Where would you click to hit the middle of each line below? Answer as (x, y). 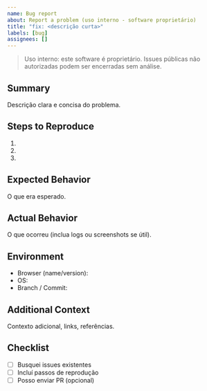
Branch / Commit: (42, 288)
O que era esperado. (37, 196)
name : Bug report (32, 13)
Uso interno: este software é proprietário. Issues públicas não (112, 59)
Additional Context (48, 310)
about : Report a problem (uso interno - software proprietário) (102, 20)
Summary (29, 88)
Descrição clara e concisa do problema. (64, 104)
